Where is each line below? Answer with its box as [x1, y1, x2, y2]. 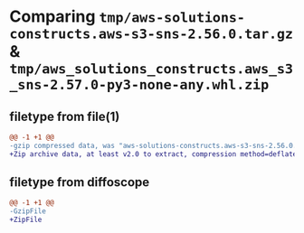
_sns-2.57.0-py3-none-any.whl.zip [9, 77, 270, 94]
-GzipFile [9, 207, 47, 216]
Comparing [9, 6, 96, 27]
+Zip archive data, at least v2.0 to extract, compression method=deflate [9, 149, 298, 159]
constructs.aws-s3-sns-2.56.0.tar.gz [9, 25, 294, 42]
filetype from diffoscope [9, 174, 150, 191]
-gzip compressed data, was [9, 141, 116, 150]
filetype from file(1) [9, 108, 120, 124]
